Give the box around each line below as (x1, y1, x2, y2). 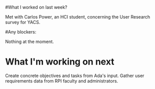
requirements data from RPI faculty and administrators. (5, 77, 118, 84)
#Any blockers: (5, 29, 36, 34)
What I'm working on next (5, 56, 114, 67)
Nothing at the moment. (5, 38, 54, 44)
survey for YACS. (5, 19, 40, 25)
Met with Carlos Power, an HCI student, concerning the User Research (5, 14, 150, 19)
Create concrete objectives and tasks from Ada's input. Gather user (5, 72, 144, 78)
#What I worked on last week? (5, 4, 67, 10)
